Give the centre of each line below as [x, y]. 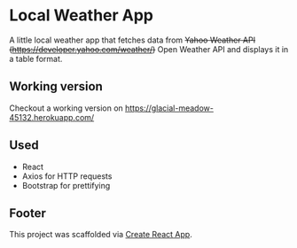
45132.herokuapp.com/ [52, 117]
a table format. [36, 58]
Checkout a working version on [66, 108]
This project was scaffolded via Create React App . [101, 235]
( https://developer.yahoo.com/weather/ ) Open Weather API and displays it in [149, 49]
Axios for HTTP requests [67, 176]
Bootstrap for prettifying [66, 185]
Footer [28, 213]
